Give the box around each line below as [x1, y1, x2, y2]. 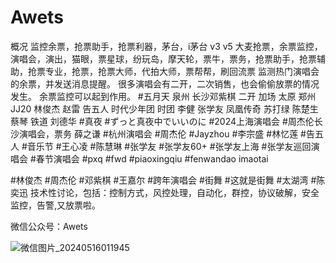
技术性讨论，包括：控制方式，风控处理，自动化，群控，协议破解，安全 [29, 186, 320, 198]
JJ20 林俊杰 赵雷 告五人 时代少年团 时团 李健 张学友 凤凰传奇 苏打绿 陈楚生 [10, 102, 319, 115]
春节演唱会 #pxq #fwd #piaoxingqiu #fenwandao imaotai [35, 152, 269, 165]
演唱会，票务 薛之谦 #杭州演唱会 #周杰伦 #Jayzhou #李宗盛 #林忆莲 [18, 127, 299, 140]
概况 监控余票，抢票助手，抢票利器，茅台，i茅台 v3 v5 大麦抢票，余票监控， [10, 40, 323, 52]
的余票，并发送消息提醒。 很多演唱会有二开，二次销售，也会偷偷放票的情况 [10, 77, 320, 90]
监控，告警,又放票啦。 [10, 199, 102, 211]
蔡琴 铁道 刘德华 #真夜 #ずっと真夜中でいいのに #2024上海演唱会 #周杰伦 [10, 115, 315, 127]
